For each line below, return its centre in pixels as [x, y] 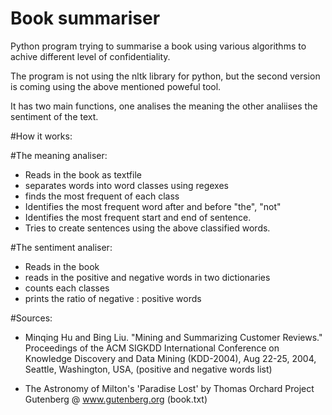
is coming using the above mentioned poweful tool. [116, 86]
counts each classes [67, 288]
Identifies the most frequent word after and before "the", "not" [153, 206]
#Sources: [31, 318]
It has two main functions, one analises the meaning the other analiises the [164, 106]
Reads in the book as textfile [83, 174]
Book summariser [85, 18]
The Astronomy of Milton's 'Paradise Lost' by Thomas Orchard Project [169, 388]
